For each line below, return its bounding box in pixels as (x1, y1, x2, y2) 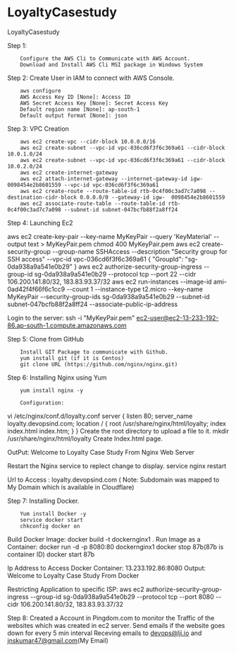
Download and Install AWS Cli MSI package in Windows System (20, 61, 203, 68)
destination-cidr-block (7, 194, 77, 201)
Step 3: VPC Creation (7, 124, 69, 133)
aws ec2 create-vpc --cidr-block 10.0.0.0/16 (20, 138, 156, 145)
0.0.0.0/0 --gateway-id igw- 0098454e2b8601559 (80, 194, 225, 201)
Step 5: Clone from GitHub (7, 334, 85, 343)
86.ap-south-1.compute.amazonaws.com (7, 321, 127, 330)
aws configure (20, 87, 61, 94)
